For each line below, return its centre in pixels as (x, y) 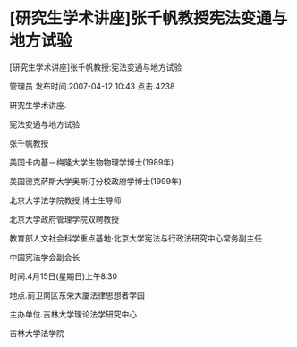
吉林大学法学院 (37, 333)
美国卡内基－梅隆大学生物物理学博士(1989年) (92, 162)
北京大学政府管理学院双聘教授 (64, 219)
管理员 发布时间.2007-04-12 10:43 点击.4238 (92, 86)
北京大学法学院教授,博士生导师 (66, 200)
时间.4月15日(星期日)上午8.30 (64, 276)
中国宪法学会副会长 (45, 257)
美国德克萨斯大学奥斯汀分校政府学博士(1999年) (95, 181)
